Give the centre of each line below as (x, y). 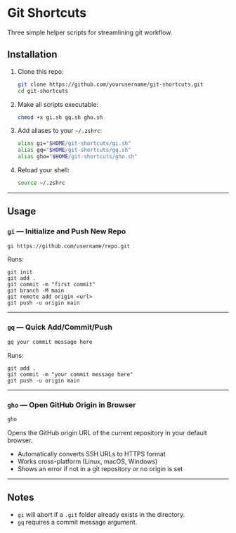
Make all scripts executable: (58, 104)
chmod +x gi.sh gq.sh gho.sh (60, 117)
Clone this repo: (40, 71)
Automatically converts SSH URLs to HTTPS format (92, 454)
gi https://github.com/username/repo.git (69, 246)
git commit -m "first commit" (52, 285)
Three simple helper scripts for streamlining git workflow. (90, 32)
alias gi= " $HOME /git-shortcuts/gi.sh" (74, 143)
